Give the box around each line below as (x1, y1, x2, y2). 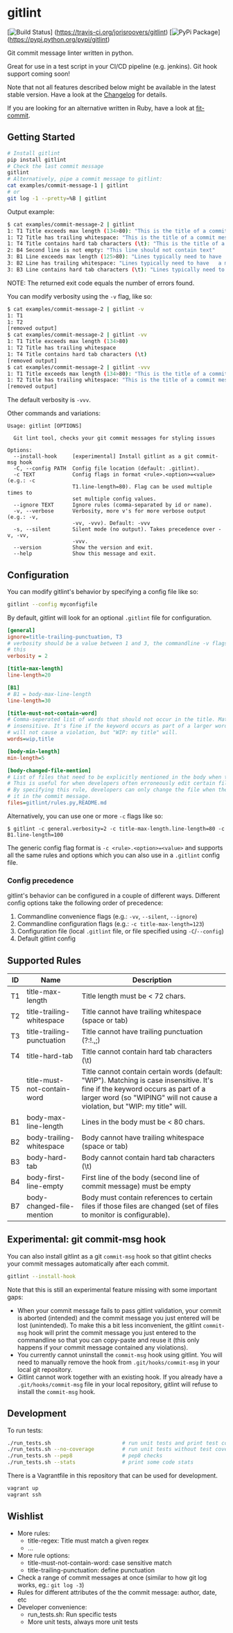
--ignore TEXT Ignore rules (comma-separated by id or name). (13, 501, 213, 508)
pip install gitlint (7, 156, 67, 163)
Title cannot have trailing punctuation (81, 1027, 203, 1036)
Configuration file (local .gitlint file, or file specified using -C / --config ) (17, 927, 224, 936)
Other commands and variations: (7, 409, 101, 417)
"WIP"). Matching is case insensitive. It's (81, 1075, 214, 1085)
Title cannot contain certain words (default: (81, 1067, 223, 1077)
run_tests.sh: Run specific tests (27, 1610, 117, 1618)
